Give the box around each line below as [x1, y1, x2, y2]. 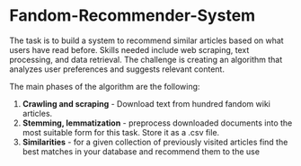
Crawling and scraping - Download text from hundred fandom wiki [22, 98, 271, 109]
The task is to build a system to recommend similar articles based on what [9, 35, 285, 46]
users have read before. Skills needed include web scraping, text [9, 44, 250, 55]
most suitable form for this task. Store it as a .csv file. [22, 127, 220, 137]
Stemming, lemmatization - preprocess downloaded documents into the [22, 118, 293, 128]
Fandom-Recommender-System [9, 5, 256, 26]
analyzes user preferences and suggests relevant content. [9, 64, 225, 74]
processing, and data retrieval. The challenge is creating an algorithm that [9, 54, 283, 65]
